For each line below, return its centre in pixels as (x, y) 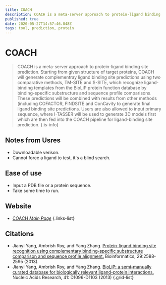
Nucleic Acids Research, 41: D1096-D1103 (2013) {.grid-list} (73, 278)
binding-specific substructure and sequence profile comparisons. (84, 93)
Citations (20, 234)
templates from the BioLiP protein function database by (90, 88)
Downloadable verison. (36, 152)
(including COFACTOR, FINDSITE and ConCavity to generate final (84, 104)
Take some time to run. (36, 190)
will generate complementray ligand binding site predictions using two (89, 77)
